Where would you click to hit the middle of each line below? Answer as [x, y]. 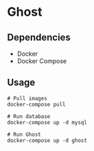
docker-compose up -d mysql [47, 122]
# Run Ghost [24, 135]
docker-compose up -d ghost [47, 140]
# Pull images [27, 98]
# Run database [29, 116]
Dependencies [39, 37]
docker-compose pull [37, 104]
